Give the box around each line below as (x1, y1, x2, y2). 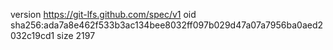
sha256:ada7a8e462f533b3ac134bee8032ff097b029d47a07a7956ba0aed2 (10, 19, 324, 31)
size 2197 (56, 30, 96, 41)
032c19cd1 (10, 30, 55, 41)
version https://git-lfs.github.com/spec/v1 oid (10, 9, 197, 20)
